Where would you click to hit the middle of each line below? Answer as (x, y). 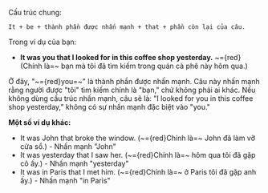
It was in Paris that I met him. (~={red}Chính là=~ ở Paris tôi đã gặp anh (138, 172)
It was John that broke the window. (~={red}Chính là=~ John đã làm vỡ (137, 138)
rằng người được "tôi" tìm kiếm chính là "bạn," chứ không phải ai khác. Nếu (132, 90)
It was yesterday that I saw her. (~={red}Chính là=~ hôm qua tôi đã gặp (138, 155)
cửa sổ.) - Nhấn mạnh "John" (68, 147)
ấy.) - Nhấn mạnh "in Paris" (65, 181)
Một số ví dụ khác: (40, 123)
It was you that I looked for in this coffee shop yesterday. (116, 57)
